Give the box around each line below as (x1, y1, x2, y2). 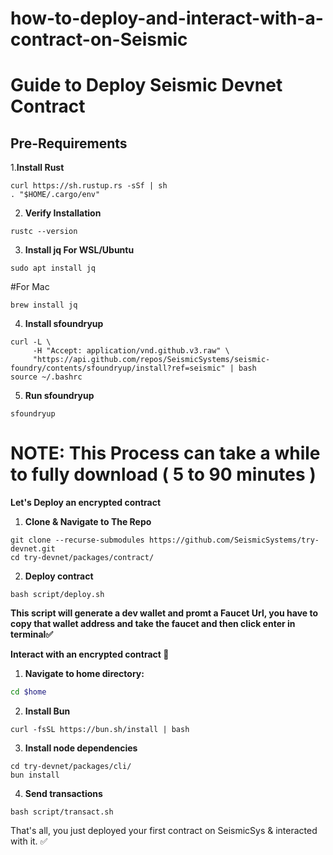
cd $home (10, 687, 47, 697)
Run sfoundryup (24, 390, 95, 402)
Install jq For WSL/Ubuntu (24, 244, 135, 256)
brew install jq (10, 300, 78, 311)
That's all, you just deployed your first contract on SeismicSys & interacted (10, 825, 318, 836)
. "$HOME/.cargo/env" (10, 190, 101, 200)
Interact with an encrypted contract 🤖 (10, 648, 170, 661)
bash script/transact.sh (10, 807, 114, 817)
